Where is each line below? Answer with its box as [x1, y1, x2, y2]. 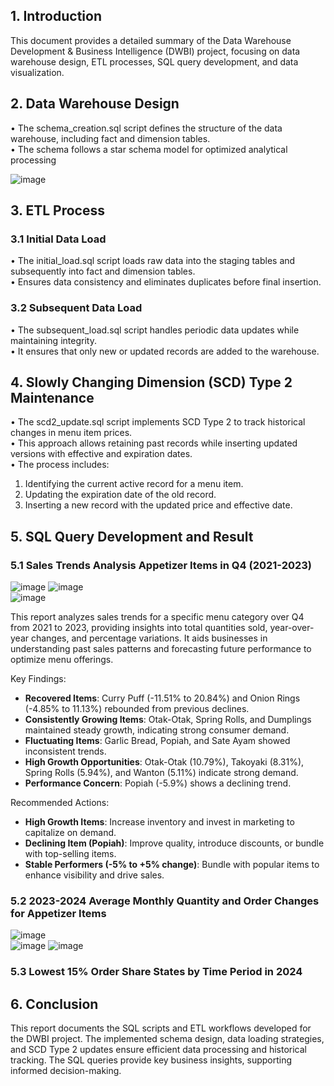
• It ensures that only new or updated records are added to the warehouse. [10, 345, 320, 357]
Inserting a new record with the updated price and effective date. [24, 499, 293, 511]
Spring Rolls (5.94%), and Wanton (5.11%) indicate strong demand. [24, 767, 299, 779]
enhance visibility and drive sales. [24, 869, 165, 881]
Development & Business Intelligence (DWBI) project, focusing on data [10, 45, 301, 57]
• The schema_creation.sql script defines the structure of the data [10, 122, 283, 134]
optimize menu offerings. [10, 654, 114, 666]
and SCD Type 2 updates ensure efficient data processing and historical [10, 1044, 307, 1056]
